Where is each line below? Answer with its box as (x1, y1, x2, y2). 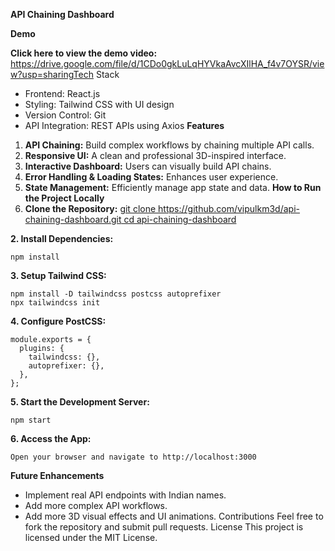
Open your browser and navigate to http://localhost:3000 (10, 452, 257, 462)
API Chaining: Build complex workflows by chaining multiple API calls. (24, 139, 315, 151)
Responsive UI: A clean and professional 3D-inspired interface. (24, 150, 287, 161)
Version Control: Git (24, 109, 107, 121)
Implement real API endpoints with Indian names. (24, 489, 227, 501)
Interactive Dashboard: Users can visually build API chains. (24, 160, 272, 172)
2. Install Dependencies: (10, 233, 114, 244)
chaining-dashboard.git (24, 214, 122, 225)
